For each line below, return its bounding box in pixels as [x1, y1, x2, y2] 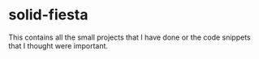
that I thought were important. [8, 40, 108, 50]
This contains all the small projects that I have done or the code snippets [8, 32, 252, 42]
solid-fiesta [8, 6, 88, 24]
